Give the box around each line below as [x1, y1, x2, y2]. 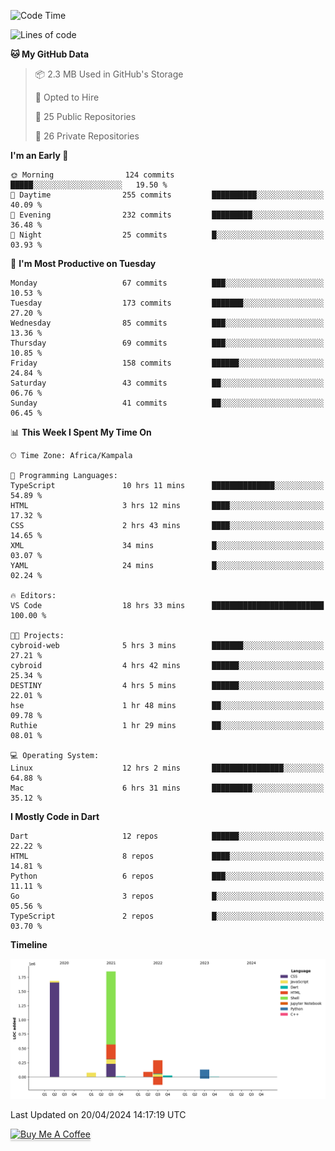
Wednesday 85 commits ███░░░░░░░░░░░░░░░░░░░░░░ [10, 318, 325, 328]
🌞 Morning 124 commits [10, 170, 175, 180]
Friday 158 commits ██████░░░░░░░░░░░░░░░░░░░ [10, 358, 325, 368]
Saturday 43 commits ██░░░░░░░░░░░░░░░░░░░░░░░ [10, 378, 325, 388]
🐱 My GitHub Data [10, 48, 90, 60]
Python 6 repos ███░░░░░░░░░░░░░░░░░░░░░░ [10, 871, 325, 881]
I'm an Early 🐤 [10, 150, 69, 161]
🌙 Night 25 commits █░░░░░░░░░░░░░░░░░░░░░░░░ [10, 230, 325, 240]
